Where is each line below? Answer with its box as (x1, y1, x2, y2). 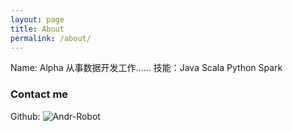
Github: (10, 110, 41, 122)
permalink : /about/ (10, 33, 92, 43)
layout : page (10, 14, 65, 25)
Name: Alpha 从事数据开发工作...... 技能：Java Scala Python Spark (10, 62, 283, 74)
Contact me (10, 87, 69, 101)
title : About (10, 24, 65, 34)
